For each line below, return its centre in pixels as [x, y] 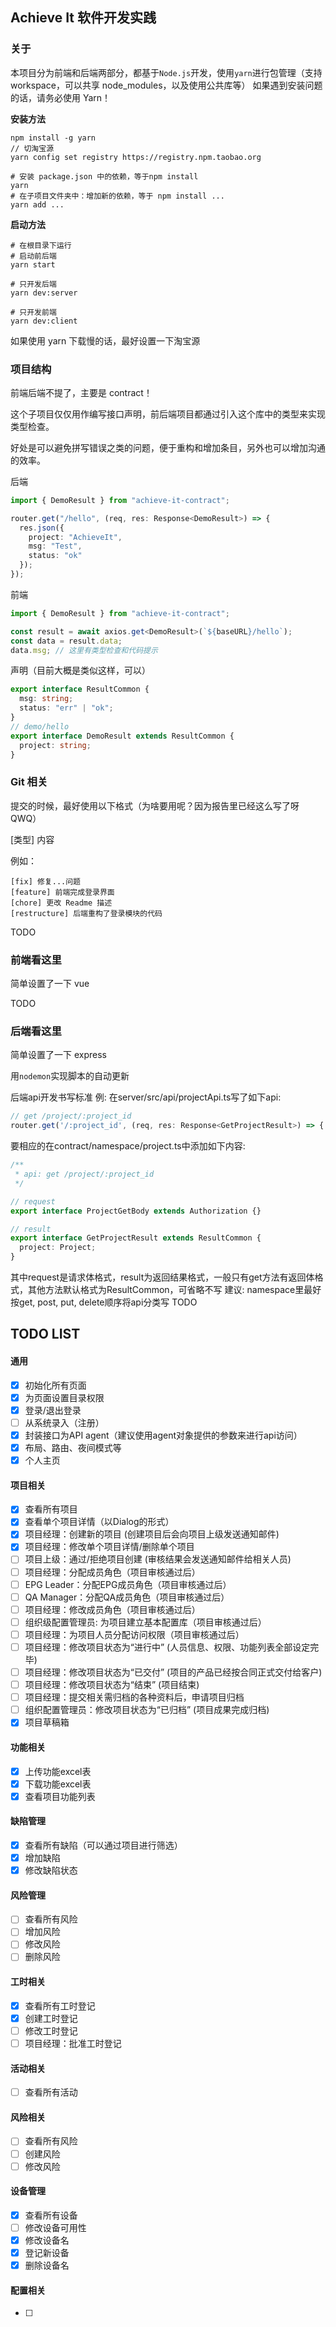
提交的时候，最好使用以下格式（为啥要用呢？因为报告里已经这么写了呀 [155, 805]
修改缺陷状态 [51, 1870]
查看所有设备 [51, 2215]
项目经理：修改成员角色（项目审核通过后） [112, 1609]
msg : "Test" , [55, 546]
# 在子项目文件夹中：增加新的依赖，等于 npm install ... [117, 196]
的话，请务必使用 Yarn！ [61, 97]
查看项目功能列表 [60, 1796]
